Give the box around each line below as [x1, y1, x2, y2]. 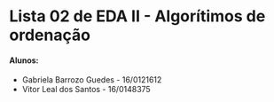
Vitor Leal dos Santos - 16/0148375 [21, 84, 151, 95]
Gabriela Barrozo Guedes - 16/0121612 [21, 75, 162, 85]
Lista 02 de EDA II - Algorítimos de [9, 6, 266, 27]
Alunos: [9, 55, 39, 66]
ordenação [9, 25, 91, 45]
